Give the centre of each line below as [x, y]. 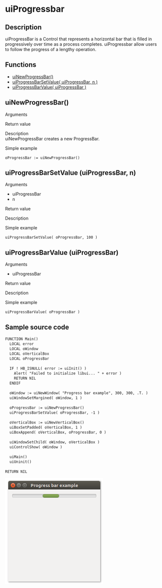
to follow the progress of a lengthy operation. [51, 49]
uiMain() [18, 457]
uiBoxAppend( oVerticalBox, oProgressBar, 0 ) [58, 433]
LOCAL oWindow [24, 349]
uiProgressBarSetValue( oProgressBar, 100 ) [51, 238]
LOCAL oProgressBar [29, 359]
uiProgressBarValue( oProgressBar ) [42, 312]
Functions [21, 65]
